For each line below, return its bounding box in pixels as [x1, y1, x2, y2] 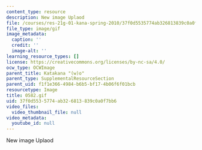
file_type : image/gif [6, 25, 61, 32]
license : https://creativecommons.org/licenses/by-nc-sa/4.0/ [6, 59, 165, 65]
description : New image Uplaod [6, 14, 85, 20]
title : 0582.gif [6, 92, 47, 98]
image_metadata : [6, 31, 47, 37]
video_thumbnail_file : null [11, 109, 82, 115]
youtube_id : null [11, 121, 55, 127]
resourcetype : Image [6, 87, 58, 93]
